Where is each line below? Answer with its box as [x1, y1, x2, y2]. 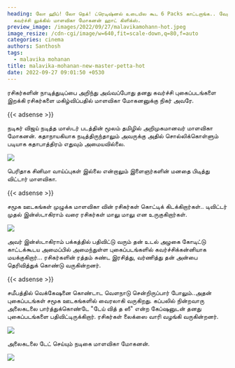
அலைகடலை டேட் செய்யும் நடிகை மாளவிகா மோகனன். [7, 339, 150, 348]
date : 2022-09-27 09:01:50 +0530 [7, 69, 105, 76]
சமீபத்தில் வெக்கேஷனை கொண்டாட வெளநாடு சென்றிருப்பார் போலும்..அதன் [7, 288, 212, 297]
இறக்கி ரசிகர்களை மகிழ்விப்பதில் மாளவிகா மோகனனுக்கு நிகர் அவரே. [7, 96, 194, 104]
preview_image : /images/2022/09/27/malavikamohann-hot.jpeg [7, 23, 187, 30]
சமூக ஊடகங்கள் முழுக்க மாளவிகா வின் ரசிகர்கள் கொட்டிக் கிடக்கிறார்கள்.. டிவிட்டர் [7, 202, 227, 210]
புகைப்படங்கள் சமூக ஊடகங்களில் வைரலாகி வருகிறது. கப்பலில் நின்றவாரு [7, 296, 205, 305]
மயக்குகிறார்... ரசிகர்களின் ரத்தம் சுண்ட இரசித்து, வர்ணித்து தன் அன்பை [7, 253, 198, 261]
